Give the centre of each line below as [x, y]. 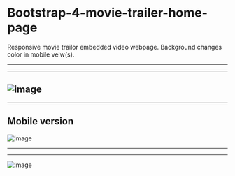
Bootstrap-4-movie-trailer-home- [108, 13]
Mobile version [41, 121]
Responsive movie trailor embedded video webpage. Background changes [115, 47]
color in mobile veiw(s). [41, 54]
